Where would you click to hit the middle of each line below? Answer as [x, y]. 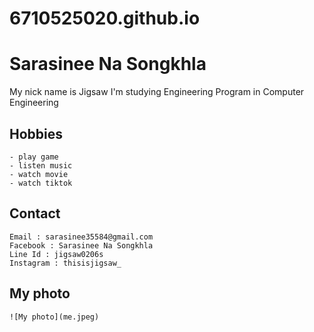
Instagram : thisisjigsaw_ [65, 263]
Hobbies [36, 133]
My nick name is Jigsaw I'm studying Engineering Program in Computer [157, 92]
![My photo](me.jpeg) [54, 317]
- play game [34, 157]
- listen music [41, 165]
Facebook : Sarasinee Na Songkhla [81, 245]
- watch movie [39, 174]
